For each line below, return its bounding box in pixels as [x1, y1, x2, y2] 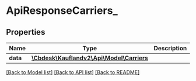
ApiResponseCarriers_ [6, 4, 118, 17]
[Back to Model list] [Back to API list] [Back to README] [6, 69, 140, 76]
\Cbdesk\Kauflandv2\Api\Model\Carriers [31, 54, 148, 62]
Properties [6, 27, 45, 37]
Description [153, 45, 187, 52]
